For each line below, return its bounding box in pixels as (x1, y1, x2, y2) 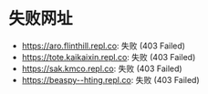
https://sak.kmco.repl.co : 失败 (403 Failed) (21, 63, 183, 74)
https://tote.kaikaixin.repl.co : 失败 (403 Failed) (21, 51, 196, 62)
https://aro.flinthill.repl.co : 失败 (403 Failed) (21, 40, 186, 51)
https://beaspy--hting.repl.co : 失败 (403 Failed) (21, 74, 200, 85)
